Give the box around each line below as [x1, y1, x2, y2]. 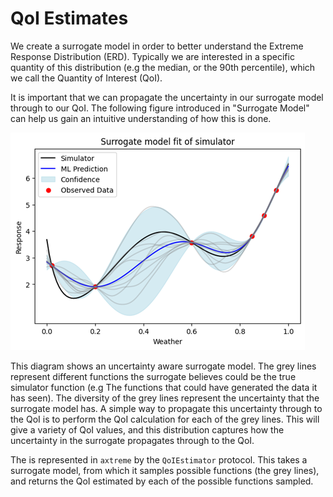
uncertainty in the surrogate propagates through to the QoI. [10, 434, 255, 446]
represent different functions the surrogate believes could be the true [10, 370, 297, 382]
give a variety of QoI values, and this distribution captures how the [10, 423, 285, 436]
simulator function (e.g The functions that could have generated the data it [10, 381, 318, 393]
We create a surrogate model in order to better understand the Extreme [10, 40, 304, 52]
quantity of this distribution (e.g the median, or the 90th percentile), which [10, 61, 316, 73]
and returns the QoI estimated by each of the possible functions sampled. [10, 475, 314, 487]
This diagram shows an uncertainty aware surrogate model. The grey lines [10, 360, 317, 372]
